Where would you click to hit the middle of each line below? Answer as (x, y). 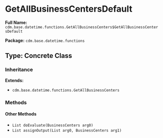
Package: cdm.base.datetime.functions (45, 40)
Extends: (14, 80)
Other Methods (21, 114)
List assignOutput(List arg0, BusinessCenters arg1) (67, 130)
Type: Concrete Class (39, 56)
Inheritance (19, 70)
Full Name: (16, 22)
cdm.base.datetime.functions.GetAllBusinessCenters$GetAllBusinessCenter (82, 27)
